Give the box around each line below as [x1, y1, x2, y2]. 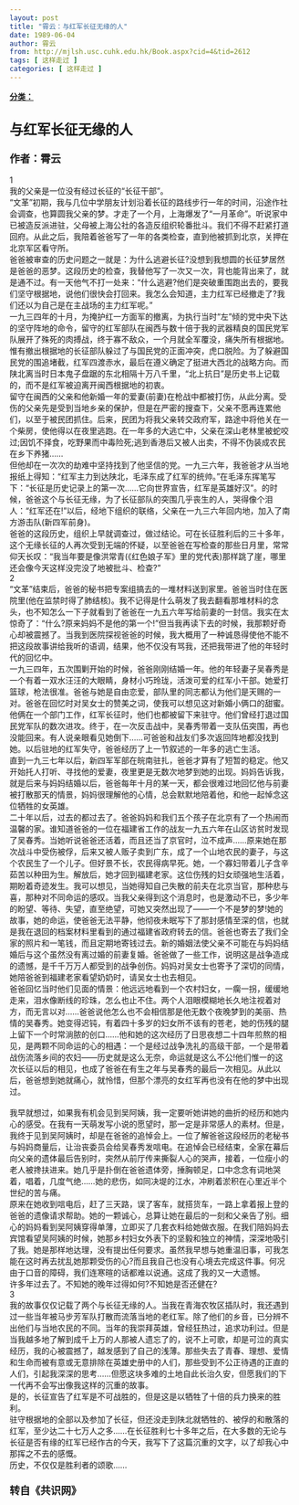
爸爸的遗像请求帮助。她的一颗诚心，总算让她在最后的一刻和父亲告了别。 [9, 1210, 281, 1221]
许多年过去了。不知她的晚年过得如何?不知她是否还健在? [9, 1278, 218, 1289]
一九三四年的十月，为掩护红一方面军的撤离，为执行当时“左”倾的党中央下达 [9, 311, 289, 322]
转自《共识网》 [9, 1484, 82, 1497]
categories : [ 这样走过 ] [9, 65, 103, 74]
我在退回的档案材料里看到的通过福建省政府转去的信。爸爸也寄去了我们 [16, 926, 281, 937]
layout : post [9, 13, 59, 23]
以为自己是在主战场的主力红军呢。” [25, 299, 153, 311]
